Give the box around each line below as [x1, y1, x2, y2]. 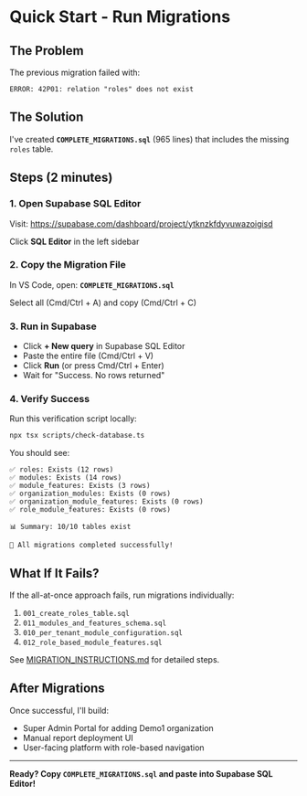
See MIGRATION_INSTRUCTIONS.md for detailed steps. [9, 654, 220, 665]
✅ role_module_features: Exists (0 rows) [9, 505, 172, 515]
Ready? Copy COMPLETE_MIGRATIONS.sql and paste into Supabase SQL [9, 768, 273, 779]
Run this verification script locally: [9, 413, 137, 424]
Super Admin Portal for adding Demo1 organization [22, 722, 215, 733]
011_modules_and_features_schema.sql [22, 619, 167, 628]
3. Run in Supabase [9, 320, 98, 333]
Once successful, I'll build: [9, 705, 110, 716]
